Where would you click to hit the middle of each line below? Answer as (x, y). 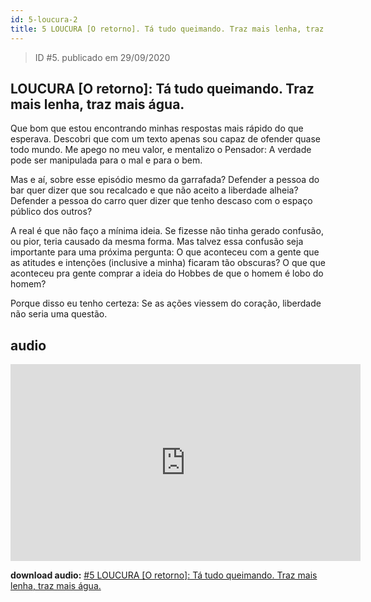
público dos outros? (51, 212)
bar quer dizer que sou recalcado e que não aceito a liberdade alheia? (154, 190)
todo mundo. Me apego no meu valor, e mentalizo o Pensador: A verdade (161, 150)
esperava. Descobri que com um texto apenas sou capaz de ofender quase (165, 139)
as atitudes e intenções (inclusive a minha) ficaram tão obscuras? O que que (168, 263)
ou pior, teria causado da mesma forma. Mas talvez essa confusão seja (157, 242)
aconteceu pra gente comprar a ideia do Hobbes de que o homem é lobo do (167, 273)
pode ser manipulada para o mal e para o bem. (106, 160)
